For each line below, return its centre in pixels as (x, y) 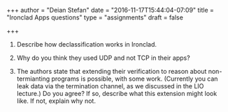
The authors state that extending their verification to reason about (112, 71)
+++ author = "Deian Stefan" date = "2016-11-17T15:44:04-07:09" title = (111, 10)
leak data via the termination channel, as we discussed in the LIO (110, 86)
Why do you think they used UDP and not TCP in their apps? (103, 58)
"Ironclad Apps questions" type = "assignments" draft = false (95, 17)
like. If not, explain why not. (56, 101)
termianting (33, 79)
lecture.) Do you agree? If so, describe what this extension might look (117, 94)
